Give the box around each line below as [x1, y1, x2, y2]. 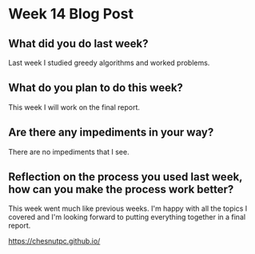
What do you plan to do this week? [8, 81, 184, 95]
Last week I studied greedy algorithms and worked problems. [8, 58, 210, 67]
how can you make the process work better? [8, 183, 234, 196]
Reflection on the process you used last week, [8, 170, 243, 184]
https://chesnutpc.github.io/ [8, 236, 101, 246]
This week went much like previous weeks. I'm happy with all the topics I [8, 204, 248, 213]
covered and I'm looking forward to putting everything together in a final [8, 212, 246, 222]
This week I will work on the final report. [8, 102, 141, 112]
